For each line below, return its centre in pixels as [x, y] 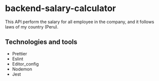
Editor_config [25, 64]
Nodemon [22, 69]
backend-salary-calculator [61, 8]
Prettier [19, 54]
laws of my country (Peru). [32, 27]
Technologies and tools [41, 42]
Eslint [18, 59]
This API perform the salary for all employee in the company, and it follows [80, 22]
